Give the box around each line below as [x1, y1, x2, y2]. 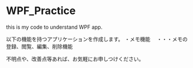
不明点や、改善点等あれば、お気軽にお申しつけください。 [6, 55, 144, 62]
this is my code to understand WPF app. [6, 23, 103, 30]
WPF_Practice [6, 4, 76, 18]
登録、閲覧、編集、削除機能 [6, 43, 73, 50]
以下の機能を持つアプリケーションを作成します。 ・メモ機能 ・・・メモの [6, 35, 188, 42]
